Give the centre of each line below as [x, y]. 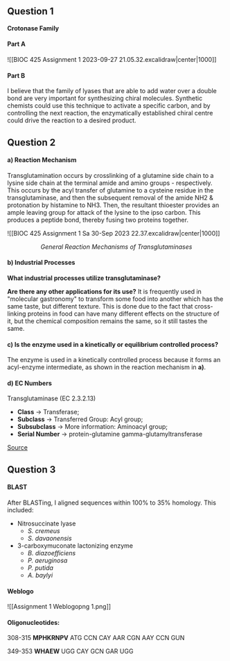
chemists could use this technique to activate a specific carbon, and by [109, 106]
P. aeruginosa [47, 561]
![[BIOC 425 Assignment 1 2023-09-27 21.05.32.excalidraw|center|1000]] [112, 60]
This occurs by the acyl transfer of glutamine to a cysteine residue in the [110, 190]
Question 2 [32, 142]
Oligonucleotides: [34, 622]
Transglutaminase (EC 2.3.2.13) [52, 398]
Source [17, 448]
